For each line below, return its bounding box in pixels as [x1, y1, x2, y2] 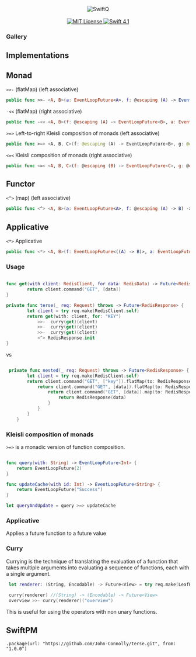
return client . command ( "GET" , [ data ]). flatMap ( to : [37, 383, 163, 390]
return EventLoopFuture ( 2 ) [16, 465, 82, 471]
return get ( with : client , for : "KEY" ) [27, 313, 121, 319]
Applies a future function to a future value [6, 530, 107, 537]
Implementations [6, 50, 69, 61]
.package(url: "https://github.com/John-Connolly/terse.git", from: [6, 641, 176, 646]
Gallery [6, 32, 27, 40]
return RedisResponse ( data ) [58, 395, 127, 400]
